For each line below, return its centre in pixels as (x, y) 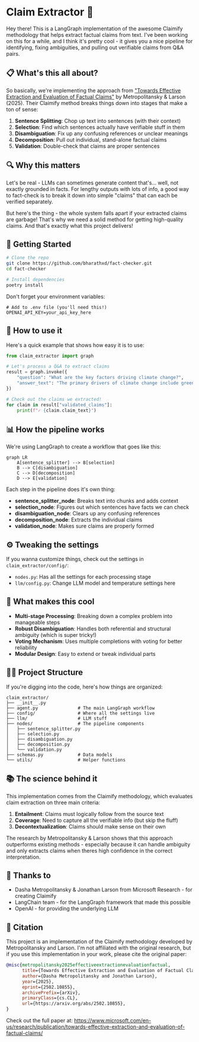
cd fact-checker (26, 269)
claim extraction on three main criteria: (53, 802)
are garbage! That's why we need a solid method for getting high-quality (95, 219)
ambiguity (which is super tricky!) (55, 635)
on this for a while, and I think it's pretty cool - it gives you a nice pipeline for (99, 41)
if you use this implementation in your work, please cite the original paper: (97, 954)
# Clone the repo (28, 258)
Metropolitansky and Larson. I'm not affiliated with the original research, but (99, 948)
